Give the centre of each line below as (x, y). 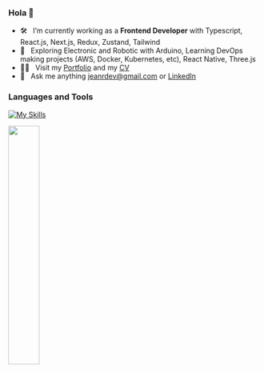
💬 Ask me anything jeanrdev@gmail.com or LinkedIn (108, 76)
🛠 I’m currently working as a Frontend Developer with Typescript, (131, 30)
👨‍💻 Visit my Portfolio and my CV (74, 68)
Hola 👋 (21, 13)
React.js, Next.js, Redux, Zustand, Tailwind (90, 42)
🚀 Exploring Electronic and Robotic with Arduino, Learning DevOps (131, 50)
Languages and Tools (51, 97)
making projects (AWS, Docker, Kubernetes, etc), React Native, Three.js (138, 59)
